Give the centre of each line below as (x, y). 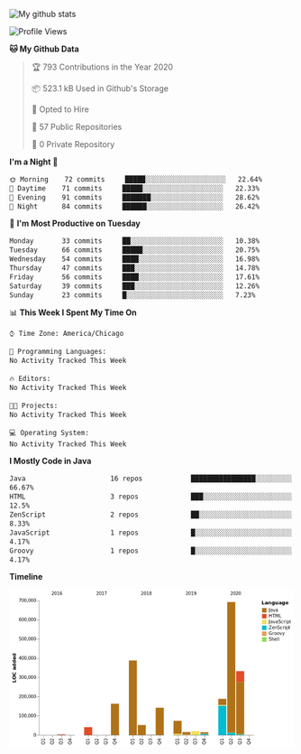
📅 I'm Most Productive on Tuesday (75, 223)
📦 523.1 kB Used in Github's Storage (100, 88)
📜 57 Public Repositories (77, 127)
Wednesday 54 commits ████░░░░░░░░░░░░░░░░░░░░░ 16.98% (134, 259)
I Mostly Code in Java (50, 461)
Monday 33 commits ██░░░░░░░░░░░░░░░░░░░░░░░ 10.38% (134, 241)
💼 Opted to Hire (60, 109)
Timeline (26, 577)
